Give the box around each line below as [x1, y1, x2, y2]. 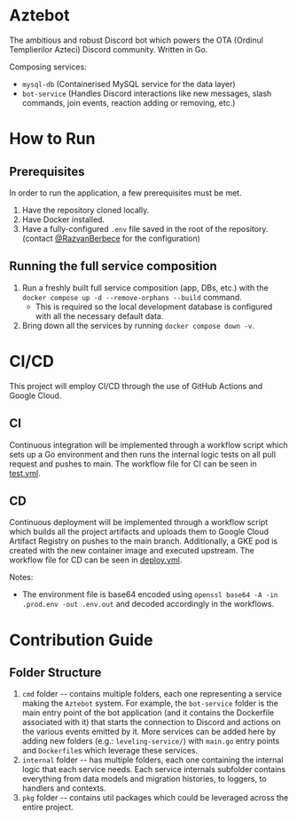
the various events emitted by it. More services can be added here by [21, 726, 277, 737]
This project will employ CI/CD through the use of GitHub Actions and [9, 380, 263, 391]
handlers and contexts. [21, 783, 106, 793]
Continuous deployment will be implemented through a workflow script [9, 517, 269, 528]
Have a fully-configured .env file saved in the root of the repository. [21, 223, 269, 234]
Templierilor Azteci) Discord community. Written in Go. [9, 44, 208, 54]
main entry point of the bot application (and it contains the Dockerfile [21, 707, 275, 718]
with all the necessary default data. [35, 310, 164, 321]
